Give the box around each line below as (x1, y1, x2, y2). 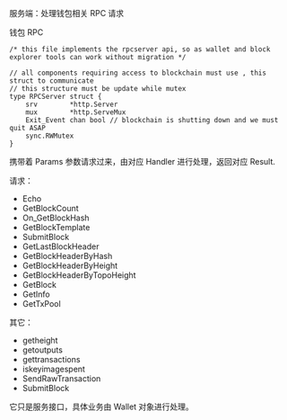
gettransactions (22, 354, 81, 364)
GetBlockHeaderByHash (22, 251, 113, 261)
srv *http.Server (25, 100, 118, 109)
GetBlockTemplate (22, 222, 91, 232)
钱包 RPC (9, 27, 44, 38)
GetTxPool (22, 299, 61, 308)
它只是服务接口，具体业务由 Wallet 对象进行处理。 (9, 401, 195, 412)
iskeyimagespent (22, 363, 85, 374)
